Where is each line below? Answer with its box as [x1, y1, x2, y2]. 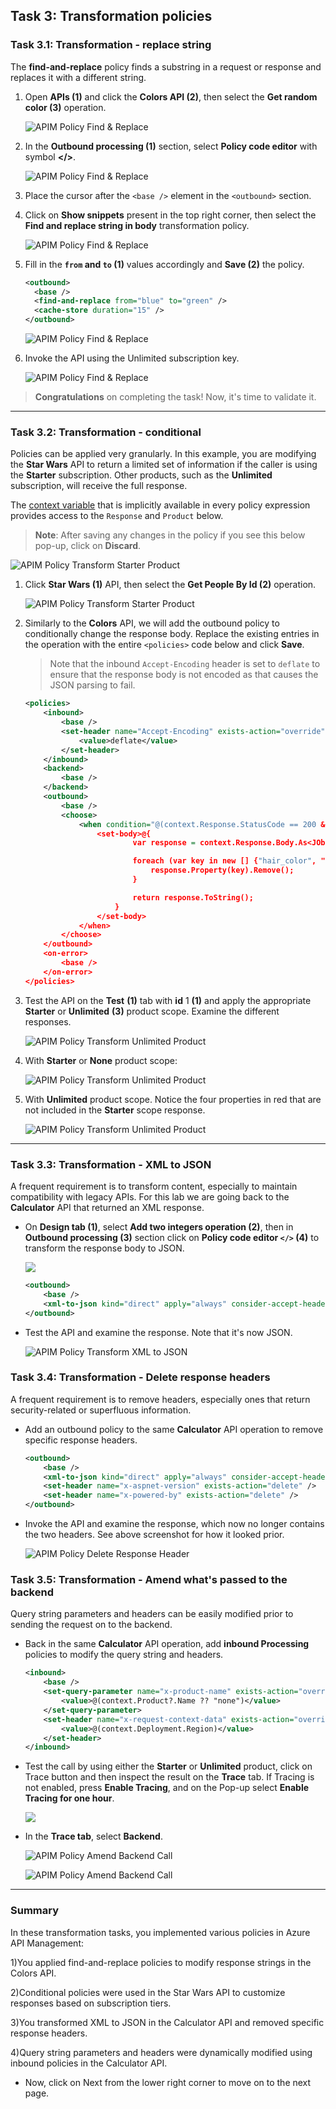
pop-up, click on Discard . [34, 540, 142, 552]
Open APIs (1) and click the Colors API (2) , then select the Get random [24, 90, 318, 103]
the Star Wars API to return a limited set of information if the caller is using [10, 459, 318, 471]
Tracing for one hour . [24, 1792, 115, 1804]
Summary [10, 1904, 60, 1918]
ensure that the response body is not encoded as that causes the [49, 669, 319, 681]
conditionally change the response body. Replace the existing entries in [24, 628, 320, 640]
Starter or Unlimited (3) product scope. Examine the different [24, 1005, 280, 1017]
